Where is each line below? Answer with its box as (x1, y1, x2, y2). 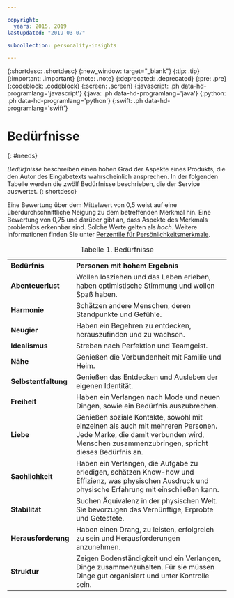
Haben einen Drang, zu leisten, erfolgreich (76, 525, 214, 535)
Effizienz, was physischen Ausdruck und (76, 476, 209, 486)
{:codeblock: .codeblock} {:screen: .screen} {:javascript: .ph (7, 82, 180, 91)
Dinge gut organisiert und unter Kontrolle (76, 571, 210, 581)
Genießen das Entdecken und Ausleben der (76, 372, 218, 382)
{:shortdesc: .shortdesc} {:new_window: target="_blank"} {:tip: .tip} (7, 67, 200, 75)
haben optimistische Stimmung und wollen (76, 281, 215, 291)
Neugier (10, 325, 38, 335)
